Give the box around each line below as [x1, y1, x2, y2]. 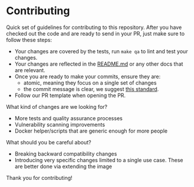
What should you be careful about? [6, 138, 91, 146]
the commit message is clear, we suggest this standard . [23, 85, 159, 92]
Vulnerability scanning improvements [14, 121, 105, 128]
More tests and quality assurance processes [14, 114, 123, 122]
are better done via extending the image [14, 163, 112, 170]
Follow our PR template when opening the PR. [14, 92, 126, 99]
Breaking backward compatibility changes [14, 150, 117, 157]
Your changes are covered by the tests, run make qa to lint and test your [14, 47, 188, 54]
